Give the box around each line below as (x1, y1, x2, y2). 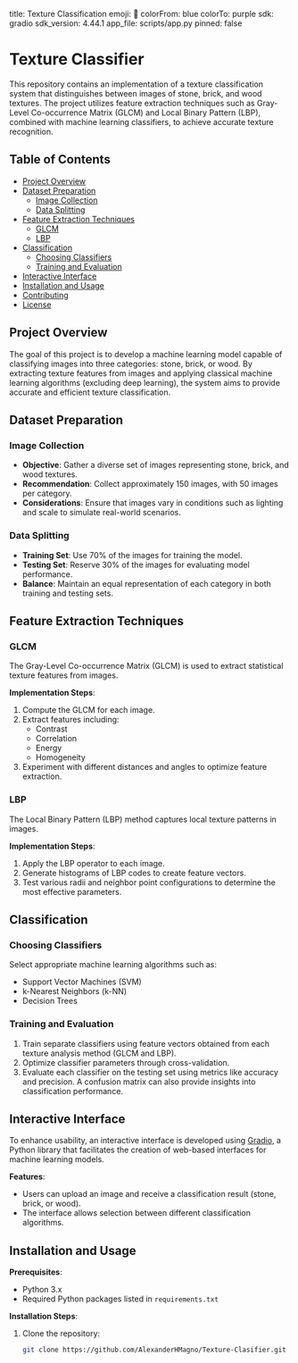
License (21, 299, 52, 310)
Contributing (21, 289, 69, 300)
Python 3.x (21, 1284, 62, 1295)
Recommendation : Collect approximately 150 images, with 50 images (21, 479, 278, 489)
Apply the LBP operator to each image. (21, 857, 165, 868)
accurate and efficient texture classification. (9, 387, 171, 397)
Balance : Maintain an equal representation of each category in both (21, 578, 271, 589)
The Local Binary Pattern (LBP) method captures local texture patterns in (9, 814, 277, 824)
